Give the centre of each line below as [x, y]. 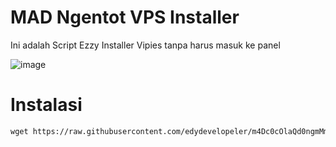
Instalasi [46, 105]
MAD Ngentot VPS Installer [125, 17]
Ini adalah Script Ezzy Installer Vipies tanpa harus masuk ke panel [145, 45]
